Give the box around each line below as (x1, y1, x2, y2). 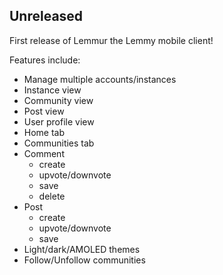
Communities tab (23, 137, 95, 149)
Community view (23, 94, 94, 106)
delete (38, 190, 66, 202)
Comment (23, 147, 65, 159)
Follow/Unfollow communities (23, 254, 146, 266)
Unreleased (9, 8, 84, 25)
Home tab (23, 126, 66, 138)
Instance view (23, 84, 82, 96)
